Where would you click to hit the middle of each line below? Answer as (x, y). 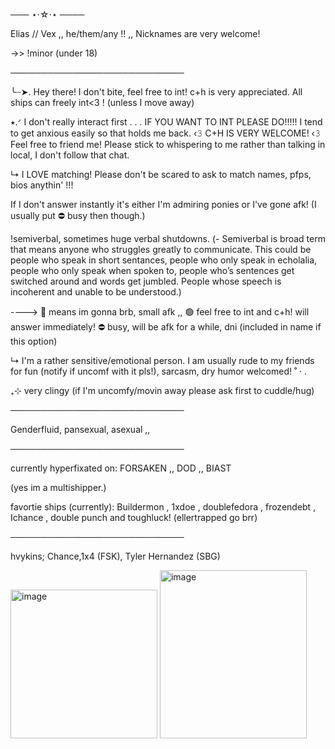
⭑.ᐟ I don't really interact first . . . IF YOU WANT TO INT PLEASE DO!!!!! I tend (166, 122)
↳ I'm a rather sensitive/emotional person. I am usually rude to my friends (162, 360)
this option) (34, 341)
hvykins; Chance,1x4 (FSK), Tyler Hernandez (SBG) (115, 556)
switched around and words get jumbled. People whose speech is (146, 281)
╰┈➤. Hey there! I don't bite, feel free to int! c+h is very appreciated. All (156, 92)
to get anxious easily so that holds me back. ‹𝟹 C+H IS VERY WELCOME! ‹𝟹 (165, 133)
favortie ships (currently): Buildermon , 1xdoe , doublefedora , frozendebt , (163, 507)
